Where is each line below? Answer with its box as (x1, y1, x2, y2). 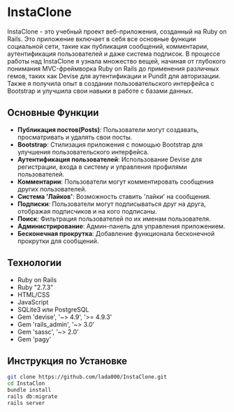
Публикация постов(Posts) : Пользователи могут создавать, (17, 125, 199, 133)
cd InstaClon (7, 380, 45, 388)
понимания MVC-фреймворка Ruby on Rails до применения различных (7, 64, 219, 73)
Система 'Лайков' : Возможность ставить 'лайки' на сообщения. (17, 192, 212, 200)
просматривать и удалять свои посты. (17, 133, 133, 141)
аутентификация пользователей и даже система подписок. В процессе (7, 50, 221, 58)
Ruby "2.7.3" (17, 283, 54, 291)
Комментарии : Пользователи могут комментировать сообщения (17, 177, 214, 186)
